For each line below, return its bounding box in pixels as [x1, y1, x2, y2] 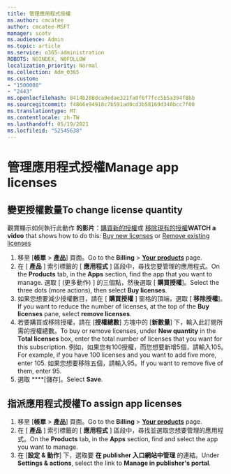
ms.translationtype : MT [7, 108, 77, 114]
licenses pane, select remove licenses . [17, 310, 132, 318]
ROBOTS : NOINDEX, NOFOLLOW [7, 56, 86, 63]
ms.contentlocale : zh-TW [7, 114, 80, 121]
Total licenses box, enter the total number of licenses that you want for [17, 334, 223, 343]
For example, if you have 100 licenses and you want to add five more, [17, 350, 217, 360]
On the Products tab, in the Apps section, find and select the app [29, 435, 218, 443]
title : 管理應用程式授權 [7, 10, 71, 17]
